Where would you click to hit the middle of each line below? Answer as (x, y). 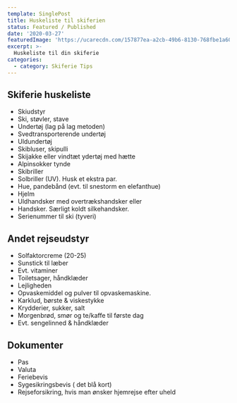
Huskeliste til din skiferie (56, 54)
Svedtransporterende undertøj (61, 134)
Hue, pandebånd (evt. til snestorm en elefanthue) (89, 187)
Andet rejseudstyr (48, 238)
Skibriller (30, 172)
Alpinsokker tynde (44, 164)
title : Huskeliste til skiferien (56, 20)
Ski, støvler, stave (43, 119)
